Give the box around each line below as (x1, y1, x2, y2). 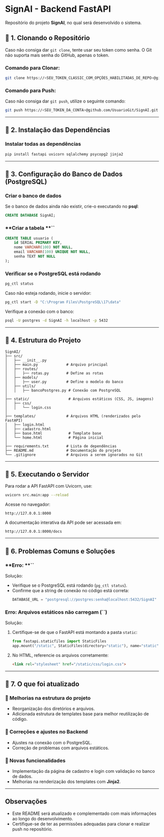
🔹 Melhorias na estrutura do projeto (5, 694, 91, 701)
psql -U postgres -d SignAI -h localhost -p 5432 (5, 318, 108, 323)
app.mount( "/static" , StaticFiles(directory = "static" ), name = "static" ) (12, 643, 161, 648)
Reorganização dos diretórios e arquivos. (12, 706, 95, 712)
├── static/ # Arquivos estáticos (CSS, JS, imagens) (5, 396, 154, 401)
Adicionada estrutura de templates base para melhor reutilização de (12, 711, 149, 717)
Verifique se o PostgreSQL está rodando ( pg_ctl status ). (12, 582, 127, 588)
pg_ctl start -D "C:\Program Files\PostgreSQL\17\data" (5, 299, 121, 305)
